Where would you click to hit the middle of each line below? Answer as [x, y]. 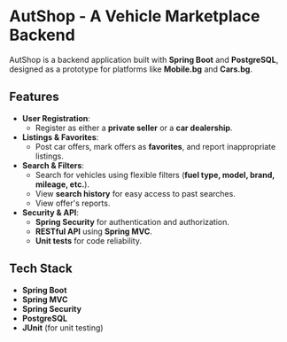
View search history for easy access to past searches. [136, 193]
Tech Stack [41, 269]
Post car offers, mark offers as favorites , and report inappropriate [155, 146]
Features [34, 97]
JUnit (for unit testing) [62, 327]
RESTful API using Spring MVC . [94, 231]
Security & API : [50, 212]
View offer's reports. [73, 203]
